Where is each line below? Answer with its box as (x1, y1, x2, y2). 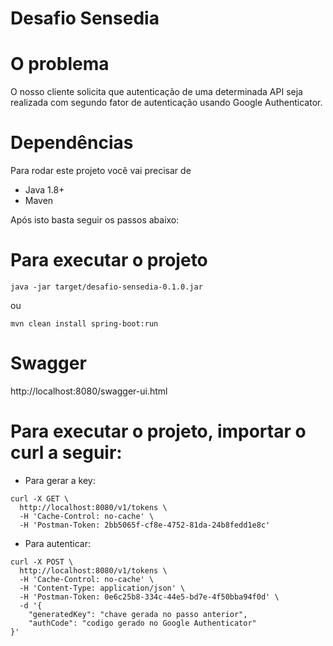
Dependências (10, 132, 134, 154)
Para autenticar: (24, 537, 91, 549)
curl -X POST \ (10, 557, 74, 567)
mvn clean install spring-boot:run (10, 319, 159, 329)
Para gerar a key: (24, 474, 96, 486)
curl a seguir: (10, 442, 123, 464)
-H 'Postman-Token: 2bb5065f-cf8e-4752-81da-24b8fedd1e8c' (19, 520, 271, 530)
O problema (10, 53, 110, 76)
